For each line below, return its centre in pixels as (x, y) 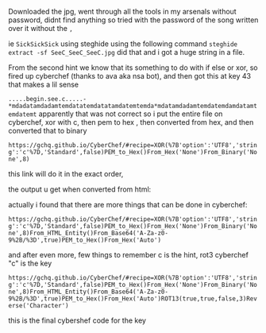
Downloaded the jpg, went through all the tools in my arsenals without (122, 12)
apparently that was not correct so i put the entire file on (131, 114)
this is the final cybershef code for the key (77, 320)
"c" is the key (30, 263)
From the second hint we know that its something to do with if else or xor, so (133, 68)
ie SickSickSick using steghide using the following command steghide (123, 44)
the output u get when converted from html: (80, 189)
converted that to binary (48, 131)
